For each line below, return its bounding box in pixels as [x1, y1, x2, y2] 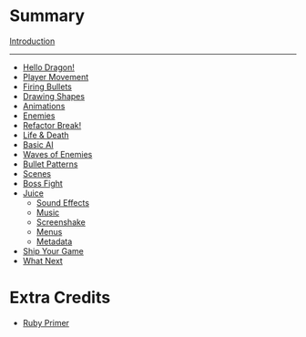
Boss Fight [22, 178, 64, 189]
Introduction [9, 36, 56, 46]
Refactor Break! [22, 119, 82, 130]
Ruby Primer [22, 317, 70, 328]
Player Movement [22, 71, 89, 82]
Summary [9, 5, 85, 26]
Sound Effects [36, 197, 89, 208]
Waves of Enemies [22, 148, 93, 159]
